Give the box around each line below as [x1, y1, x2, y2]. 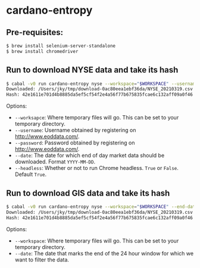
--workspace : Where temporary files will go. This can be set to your [14, 237, 179, 244]
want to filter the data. [14, 256, 70, 263]
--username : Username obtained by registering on [14, 127, 136, 134]
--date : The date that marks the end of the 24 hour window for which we [14, 250, 194, 257]
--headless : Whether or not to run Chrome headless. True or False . [14, 165, 179, 172]
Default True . [14, 171, 46, 178]
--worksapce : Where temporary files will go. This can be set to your [14, 114, 179, 121]
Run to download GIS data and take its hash [6, 188, 170, 198]
